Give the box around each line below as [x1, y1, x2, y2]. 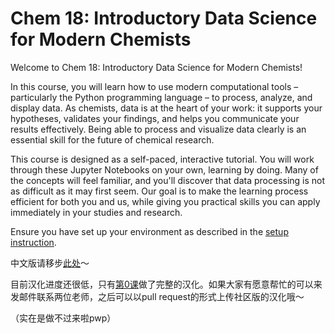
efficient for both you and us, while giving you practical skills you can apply [10, 195, 321, 207]
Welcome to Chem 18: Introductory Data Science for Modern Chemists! [10, 61, 303, 73]
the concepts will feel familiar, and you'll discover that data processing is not [10, 174, 326, 186]
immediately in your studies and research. [10, 206, 183, 218]
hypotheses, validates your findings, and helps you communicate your [10, 112, 300, 124]
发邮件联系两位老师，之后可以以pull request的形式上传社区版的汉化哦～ [10, 290, 305, 302]
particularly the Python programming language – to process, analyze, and [10, 91, 313, 103]
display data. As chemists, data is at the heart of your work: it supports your [10, 102, 323, 114]
